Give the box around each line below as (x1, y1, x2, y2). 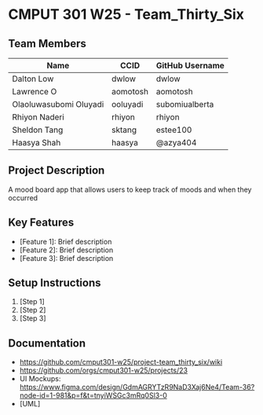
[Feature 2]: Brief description (19, 245, 114, 255)
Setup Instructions (8, 277, 101, 290)
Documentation (8, 336, 86, 350)
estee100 (155, 124, 192, 135)
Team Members (8, 37, 86, 50)
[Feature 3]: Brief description (19, 253, 114, 263)
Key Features (8, 216, 75, 230)
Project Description (8, 163, 105, 178)
